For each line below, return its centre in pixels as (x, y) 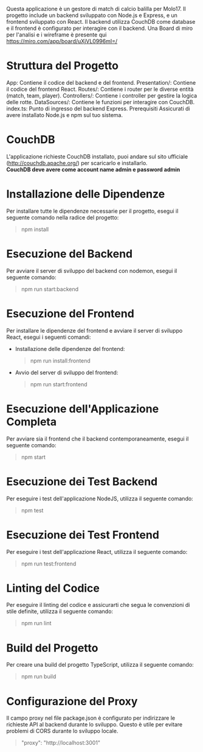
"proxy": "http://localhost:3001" (61, 743)
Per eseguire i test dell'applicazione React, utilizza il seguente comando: (97, 552)
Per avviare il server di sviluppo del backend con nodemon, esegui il (92, 271)
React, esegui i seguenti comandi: (49, 337)
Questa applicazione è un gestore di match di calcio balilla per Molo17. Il (96, 9)
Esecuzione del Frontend (71, 314)
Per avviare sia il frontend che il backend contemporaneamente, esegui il (98, 439)
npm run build (39, 676)
